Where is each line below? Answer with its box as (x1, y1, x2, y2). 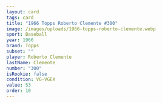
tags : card (6, 15, 34, 21)
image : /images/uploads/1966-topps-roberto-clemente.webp (6, 25, 156, 32)
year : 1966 (6, 37, 34, 43)
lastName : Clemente (6, 59, 56, 65)
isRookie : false (6, 71, 47, 77)
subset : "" (6, 48, 34, 55)
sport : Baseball (6, 32, 47, 38)
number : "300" (6, 65, 42, 71)
